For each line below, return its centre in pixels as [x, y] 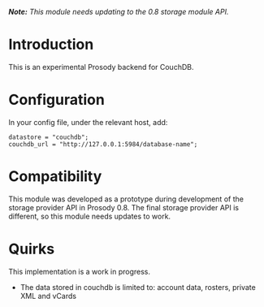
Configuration [57, 100]
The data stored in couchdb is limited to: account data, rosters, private [138, 287]
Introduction [51, 45]
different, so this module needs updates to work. [90, 216]
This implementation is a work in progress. [80, 271]
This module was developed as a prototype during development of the [126, 199]
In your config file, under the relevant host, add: [88, 122]
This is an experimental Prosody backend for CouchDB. [101, 67]
